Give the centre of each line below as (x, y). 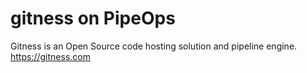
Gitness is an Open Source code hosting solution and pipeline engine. (154, 46)
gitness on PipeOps (93, 18)
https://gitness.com (50, 56)
